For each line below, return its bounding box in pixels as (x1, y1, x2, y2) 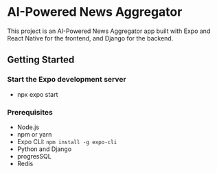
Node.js (16, 123, 40, 131)
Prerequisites (7, 107, 53, 117)
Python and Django (16, 145, 72, 153)
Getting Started (7, 54, 75, 66)
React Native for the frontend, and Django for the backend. (7, 34, 174, 42)
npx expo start (16, 90, 58, 98)
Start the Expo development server (7, 75, 126, 84)
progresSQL (16, 152, 52, 160)
